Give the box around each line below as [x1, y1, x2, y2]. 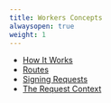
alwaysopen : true [9, 22, 75, 31]
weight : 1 [9, 30, 47, 39]
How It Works [22, 55, 74, 66]
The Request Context [22, 83, 102, 95]
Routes [22, 64, 50, 75]
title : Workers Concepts [9, 13, 103, 23]
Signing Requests [22, 74, 88, 85]
